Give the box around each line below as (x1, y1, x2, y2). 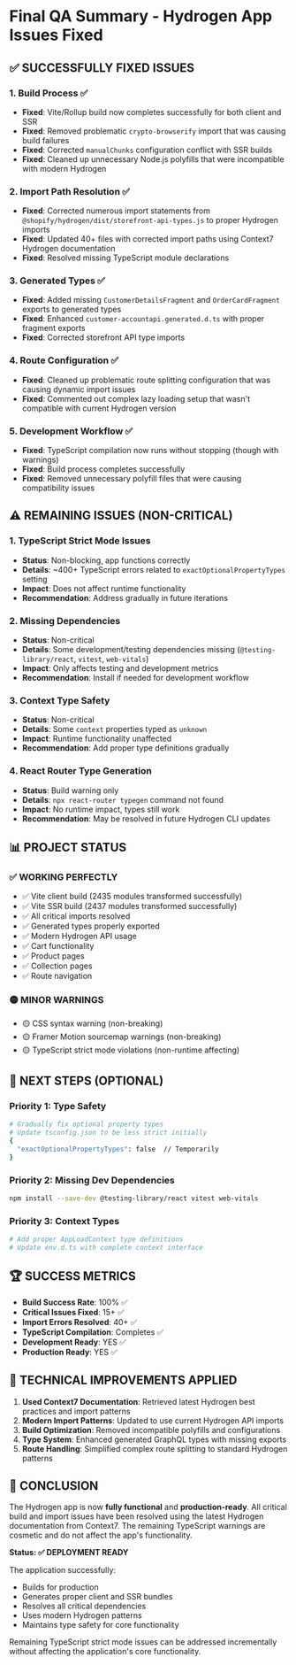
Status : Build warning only (21, 785, 119, 796)
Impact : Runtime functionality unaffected (21, 733, 172, 744)
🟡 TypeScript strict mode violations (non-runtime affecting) (21, 1044, 240, 1055)
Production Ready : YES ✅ (21, 1346, 118, 1357)
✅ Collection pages (21, 960, 93, 971)
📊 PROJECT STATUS (9, 840, 126, 855)
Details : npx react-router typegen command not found (21, 794, 224, 805)
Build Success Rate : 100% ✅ (21, 1297, 128, 1307)
